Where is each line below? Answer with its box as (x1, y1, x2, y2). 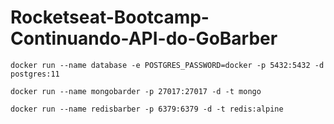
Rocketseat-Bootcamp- (10, 6, 210, 29)
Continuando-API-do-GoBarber (10, 27, 278, 50)
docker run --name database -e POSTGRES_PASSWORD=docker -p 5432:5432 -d (10, 60, 325, 70)
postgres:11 (10, 69, 60, 79)
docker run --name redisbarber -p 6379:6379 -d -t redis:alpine (10, 104, 284, 114)
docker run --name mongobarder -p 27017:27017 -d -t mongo (10, 86, 262, 96)
